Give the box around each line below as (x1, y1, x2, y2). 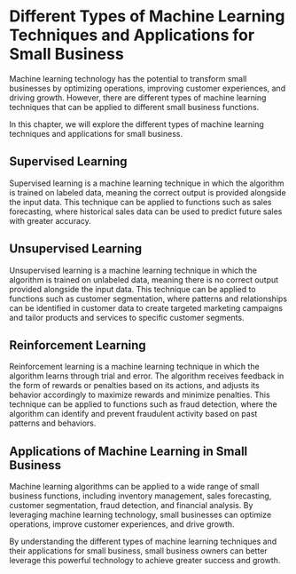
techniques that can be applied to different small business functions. (9, 101, 260, 112)
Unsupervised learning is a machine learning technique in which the (9, 265, 258, 275)
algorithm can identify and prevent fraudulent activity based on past (9, 409, 258, 419)
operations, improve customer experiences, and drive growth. (9, 519, 235, 530)
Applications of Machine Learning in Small (9, 443, 248, 458)
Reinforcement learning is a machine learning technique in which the (9, 362, 260, 372)
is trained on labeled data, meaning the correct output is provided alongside (9, 187, 286, 197)
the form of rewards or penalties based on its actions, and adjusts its (9, 380, 260, 391)
